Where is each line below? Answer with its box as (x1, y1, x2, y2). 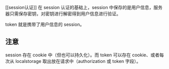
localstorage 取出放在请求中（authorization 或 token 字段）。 (15, 58, 141, 64)
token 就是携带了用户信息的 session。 (5, 22, 85, 27)
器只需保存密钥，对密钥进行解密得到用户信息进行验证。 (5, 11, 121, 17)
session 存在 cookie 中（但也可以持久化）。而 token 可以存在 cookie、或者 (5, 52, 160, 58)
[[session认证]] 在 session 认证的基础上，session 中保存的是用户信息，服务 (5, 5, 163, 10)
